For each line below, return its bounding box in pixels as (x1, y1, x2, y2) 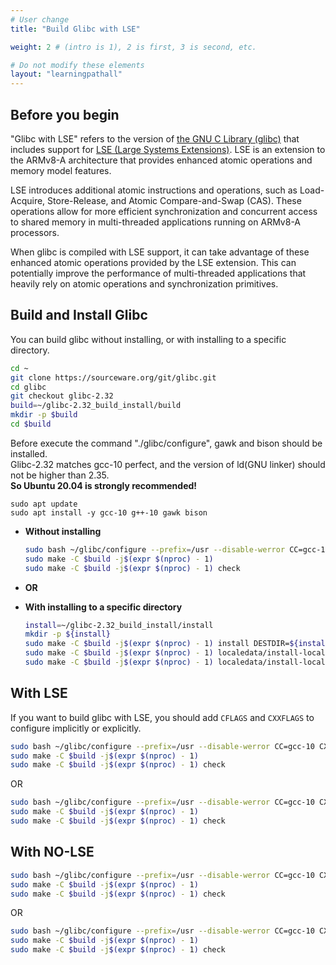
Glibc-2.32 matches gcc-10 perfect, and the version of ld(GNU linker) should (10, 458, 326, 470)
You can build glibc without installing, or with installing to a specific (10, 333, 287, 345)
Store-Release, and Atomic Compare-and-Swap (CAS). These (47, 194, 302, 206)
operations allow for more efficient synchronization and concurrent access (10, 205, 318, 217)
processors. (10, 226, 60, 238)
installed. (10, 447, 48, 460)
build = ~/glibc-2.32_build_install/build (10, 401, 182, 411)
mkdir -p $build (10, 410, 78, 420)
